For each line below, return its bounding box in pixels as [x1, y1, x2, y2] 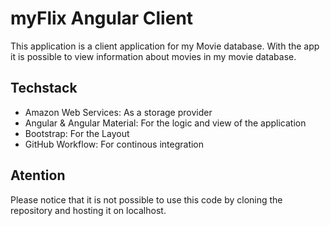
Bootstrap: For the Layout [24, 127, 130, 139]
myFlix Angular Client [10, 7, 194, 30]
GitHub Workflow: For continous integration [24, 138, 205, 150]
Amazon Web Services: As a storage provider [24, 106, 213, 118]
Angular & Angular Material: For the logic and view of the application [24, 117, 307, 129]
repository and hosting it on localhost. [10, 204, 167, 216]
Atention [10, 167, 66, 184]
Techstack [10, 80, 78, 97]
